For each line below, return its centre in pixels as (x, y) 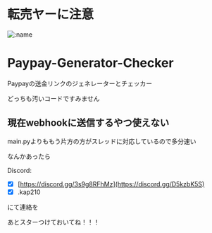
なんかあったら (29, 156)
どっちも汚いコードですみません (54, 98)
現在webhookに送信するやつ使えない (88, 123)
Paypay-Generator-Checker (91, 63)
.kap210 (29, 192)
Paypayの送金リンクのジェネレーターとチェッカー (80, 83)
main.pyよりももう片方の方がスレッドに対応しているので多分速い (102, 141)
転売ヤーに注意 (51, 14)
